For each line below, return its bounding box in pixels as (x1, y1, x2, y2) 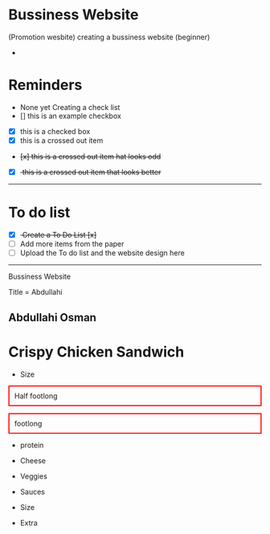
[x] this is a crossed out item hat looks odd (19, 152, 162, 161)
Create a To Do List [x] (22, 230, 97, 239)
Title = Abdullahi (8, 287, 63, 297)
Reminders (8, 76, 83, 94)
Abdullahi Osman (8, 311, 96, 324)
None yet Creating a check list (19, 102, 121, 112)
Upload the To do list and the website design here (19, 248, 185, 258)
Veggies (19, 471, 48, 481)
